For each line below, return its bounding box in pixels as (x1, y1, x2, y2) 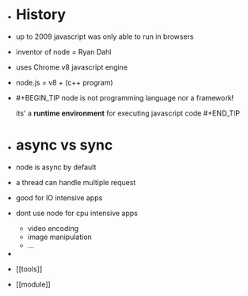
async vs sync (15, 136, 113, 154)
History (15, 6, 66, 24)
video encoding (27, 223, 79, 233)
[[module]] (15, 279, 52, 289)
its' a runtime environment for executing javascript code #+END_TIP (15, 108, 240, 118)
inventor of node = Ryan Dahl (15, 47, 112, 56)
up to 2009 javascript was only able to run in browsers (15, 32, 194, 41)
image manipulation (27, 232, 93, 241)
